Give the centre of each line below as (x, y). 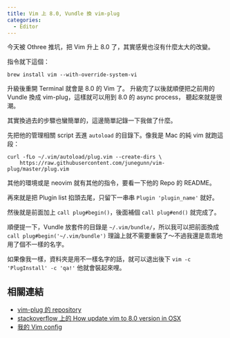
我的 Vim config (39, 327)
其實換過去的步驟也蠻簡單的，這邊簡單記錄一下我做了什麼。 (92, 121)
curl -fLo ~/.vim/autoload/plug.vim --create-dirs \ (85, 157)
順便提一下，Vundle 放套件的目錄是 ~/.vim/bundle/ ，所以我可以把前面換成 (113, 227)
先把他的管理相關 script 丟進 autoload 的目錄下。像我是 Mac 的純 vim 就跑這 (115, 135)
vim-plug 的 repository (49, 310)
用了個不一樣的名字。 (37, 244)
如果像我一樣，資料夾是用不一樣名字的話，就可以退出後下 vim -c (99, 259)
